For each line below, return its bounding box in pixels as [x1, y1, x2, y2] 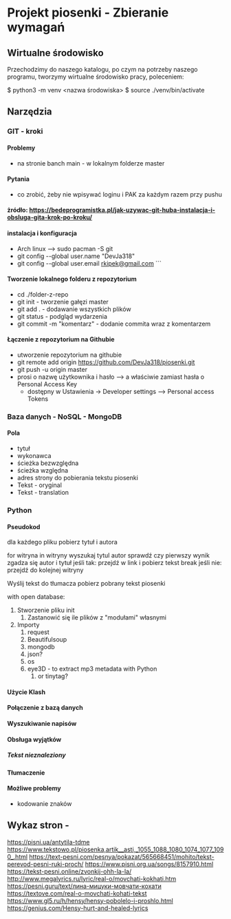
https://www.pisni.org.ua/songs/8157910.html [85, 860, 214, 868]
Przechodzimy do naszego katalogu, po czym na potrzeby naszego [7, 66, 198, 73]
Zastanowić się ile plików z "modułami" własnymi [27, 613, 167, 622]
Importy [16, 621, 40, 629]
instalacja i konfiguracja [7, 229, 78, 237]
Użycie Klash [7, 688, 46, 696]
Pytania [7, 175, 30, 184]
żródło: [7, 206, 28, 215]
